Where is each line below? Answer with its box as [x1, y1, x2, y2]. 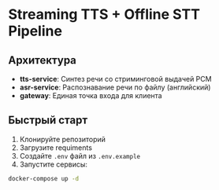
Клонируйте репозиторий [19, 134, 106, 144]
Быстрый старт [8, 114, 88, 127]
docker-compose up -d [8, 174, 80, 182]
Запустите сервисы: [19, 159, 88, 169]
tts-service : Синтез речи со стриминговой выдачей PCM [19, 75, 212, 83]
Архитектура [8, 53, 77, 67]
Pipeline [8, 22, 63, 40]
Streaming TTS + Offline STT [8, 5, 201, 24]
